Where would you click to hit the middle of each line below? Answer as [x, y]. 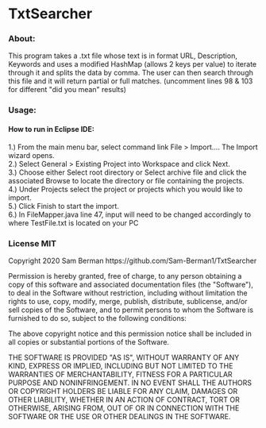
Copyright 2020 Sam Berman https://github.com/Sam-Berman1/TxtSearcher [133, 260]
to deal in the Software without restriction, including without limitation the [128, 293]
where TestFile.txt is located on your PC [73, 222]
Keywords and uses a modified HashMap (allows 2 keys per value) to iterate [132, 64]
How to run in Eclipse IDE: [52, 129]
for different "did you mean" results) [67, 90]
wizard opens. [31, 155]
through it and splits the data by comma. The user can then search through [131, 73]
